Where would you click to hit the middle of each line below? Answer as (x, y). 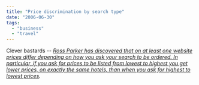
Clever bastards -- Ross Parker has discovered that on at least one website (99, 51)
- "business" (28, 28)
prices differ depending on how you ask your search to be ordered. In (92, 57)
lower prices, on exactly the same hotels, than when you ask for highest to (98, 70)
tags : (13, 23)
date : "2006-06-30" (31, 17)
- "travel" (25, 34)
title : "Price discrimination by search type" (65, 12)
